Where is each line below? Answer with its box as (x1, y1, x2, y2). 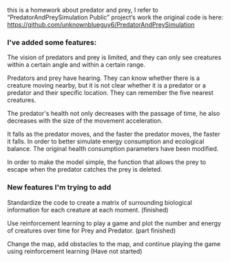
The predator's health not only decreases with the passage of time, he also (7, 110, 220, 118)
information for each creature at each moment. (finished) (7, 205, 169, 214)
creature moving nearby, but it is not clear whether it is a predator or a (7, 81, 207, 90)
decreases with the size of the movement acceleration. (7, 117, 163, 125)
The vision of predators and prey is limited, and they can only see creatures (7, 53, 222, 61)
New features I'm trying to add (7, 183, 112, 192)
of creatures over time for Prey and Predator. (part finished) (7, 226, 176, 234)
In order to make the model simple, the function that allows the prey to (7, 158, 207, 166)
